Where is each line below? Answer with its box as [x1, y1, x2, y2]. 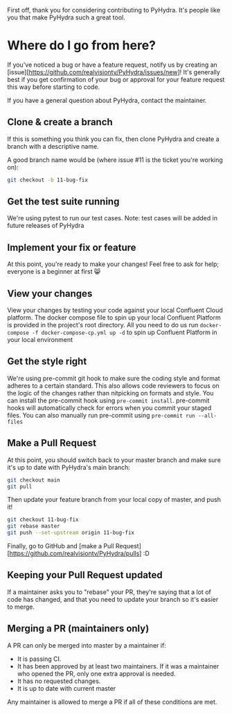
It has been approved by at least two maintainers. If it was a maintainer [17, 662, 220, 670]
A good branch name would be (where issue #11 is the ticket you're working [7, 156, 223, 164]
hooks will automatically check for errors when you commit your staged [7, 403, 212, 412]
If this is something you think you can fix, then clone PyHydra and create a [7, 135, 220, 143]
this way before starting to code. [7, 83, 100, 91]
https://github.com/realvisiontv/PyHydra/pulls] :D [9, 549, 150, 558]
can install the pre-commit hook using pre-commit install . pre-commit [7, 396, 210, 404]
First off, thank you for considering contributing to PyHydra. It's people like [7, 6, 220, 14]
